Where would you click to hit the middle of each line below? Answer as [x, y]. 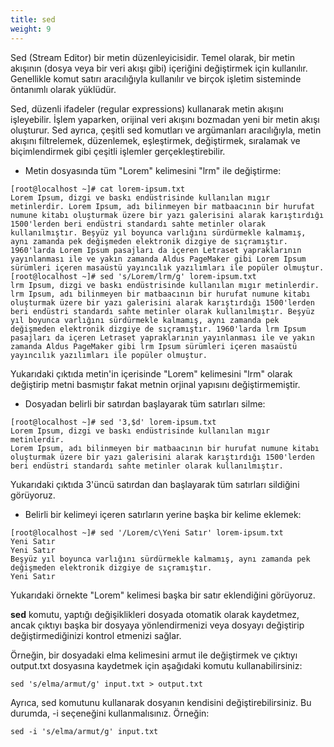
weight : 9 [31, 29]
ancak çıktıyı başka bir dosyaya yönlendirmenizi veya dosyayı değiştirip [157, 625]
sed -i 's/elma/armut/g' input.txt [84, 731]
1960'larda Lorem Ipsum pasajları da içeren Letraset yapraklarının [156, 250]
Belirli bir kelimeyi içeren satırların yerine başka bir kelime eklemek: [163, 514]
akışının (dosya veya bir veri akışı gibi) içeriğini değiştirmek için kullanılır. [159, 68]
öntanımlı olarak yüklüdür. [63, 89]
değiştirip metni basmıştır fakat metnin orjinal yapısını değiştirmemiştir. [155, 384]
